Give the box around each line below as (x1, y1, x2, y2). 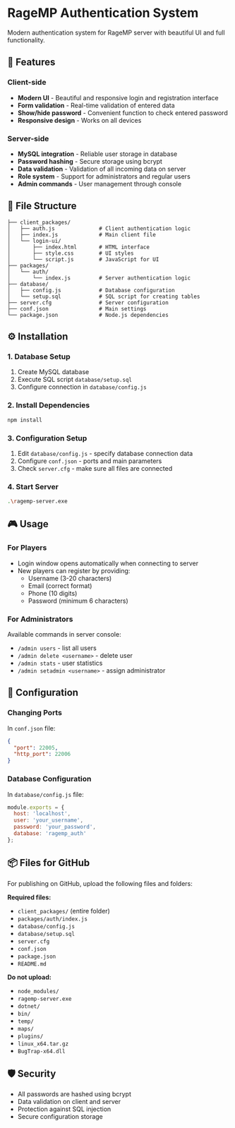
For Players (7, 543, 47, 553)
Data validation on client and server (17, 1098, 121, 1106)
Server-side (7, 133, 49, 143)
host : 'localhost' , (13, 810, 71, 817)
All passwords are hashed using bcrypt (17, 1090, 132, 1098)
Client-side (7, 78, 47, 88)
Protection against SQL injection (17, 1105, 112, 1113)
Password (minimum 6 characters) (28, 596, 128, 605)
